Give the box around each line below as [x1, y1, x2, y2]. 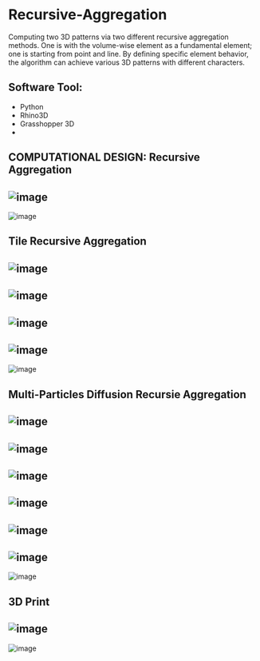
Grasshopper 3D [19, 118, 75, 129]
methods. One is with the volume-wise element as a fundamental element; [8, 40, 253, 50]
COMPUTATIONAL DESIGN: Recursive [8, 150, 201, 165]
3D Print [8, 595, 50, 608]
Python [19, 102, 44, 111]
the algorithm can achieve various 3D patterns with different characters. [8, 58, 246, 67]
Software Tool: [8, 81, 83, 94]
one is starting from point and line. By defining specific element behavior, [8, 49, 249, 58]
